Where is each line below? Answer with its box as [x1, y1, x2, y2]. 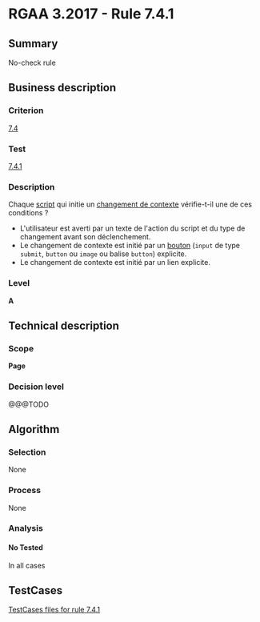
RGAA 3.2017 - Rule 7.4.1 [8, 5, 174, 23]
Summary [8, 37, 58, 50]
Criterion [8, 105, 44, 116]
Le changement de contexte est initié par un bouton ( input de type [19, 241, 241, 251]
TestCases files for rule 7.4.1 [8, 605, 101, 615]
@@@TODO [8, 399, 50, 409]
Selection [8, 446, 46, 457]
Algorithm [8, 422, 60, 436]
